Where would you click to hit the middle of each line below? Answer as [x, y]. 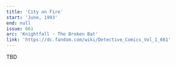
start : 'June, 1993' [32, 17]
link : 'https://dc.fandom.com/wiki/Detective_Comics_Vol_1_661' [89, 40]
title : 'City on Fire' [35, 12]
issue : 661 [20, 29]
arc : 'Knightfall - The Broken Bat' [52, 34]
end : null [19, 23]
